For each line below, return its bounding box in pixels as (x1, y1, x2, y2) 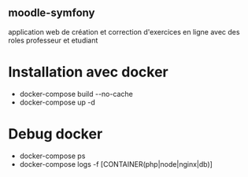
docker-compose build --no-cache (19, 89, 134, 98)
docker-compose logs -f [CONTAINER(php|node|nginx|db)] (19, 159, 213, 168)
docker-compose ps (19, 151, 86, 160)
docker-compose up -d (19, 98, 96, 107)
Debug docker (8, 125, 103, 142)
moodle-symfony (8, 6, 95, 20)
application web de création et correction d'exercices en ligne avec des (8, 27, 240, 36)
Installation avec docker (8, 63, 168, 81)
